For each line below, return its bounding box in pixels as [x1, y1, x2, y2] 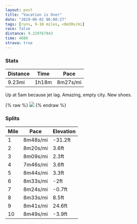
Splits [5, 115, 20, 122]
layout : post [5, 7, 33, 13]
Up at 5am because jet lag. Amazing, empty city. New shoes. [5, 92, 132, 98]
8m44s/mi [23, 169, 48, 176]
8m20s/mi [23, 145, 48, 152]
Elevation [53, 128, 76, 135]
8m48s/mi [23, 136, 48, 143]
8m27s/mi [57, 79, 82, 86]
